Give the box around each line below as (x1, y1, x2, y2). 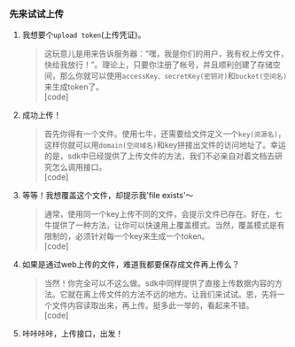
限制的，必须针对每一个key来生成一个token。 (43, 231, 210, 242)
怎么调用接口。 (51, 162, 107, 173)
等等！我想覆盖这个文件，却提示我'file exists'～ (21, 190, 194, 201)
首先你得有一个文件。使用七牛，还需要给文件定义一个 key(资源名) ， (43, 128, 286, 139)
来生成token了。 (43, 81, 105, 92)
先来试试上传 (9, 7, 65, 19)
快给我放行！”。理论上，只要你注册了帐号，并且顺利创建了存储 (43, 59, 273, 70)
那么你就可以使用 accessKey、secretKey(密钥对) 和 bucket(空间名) (59, 71, 288, 81)
